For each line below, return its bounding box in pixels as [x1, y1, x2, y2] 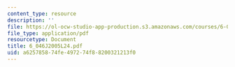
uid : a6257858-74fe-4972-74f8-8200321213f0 [7, 50, 136, 57]
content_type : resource [7, 10, 77, 17]
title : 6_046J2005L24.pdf [7, 43, 83, 50]
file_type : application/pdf [7, 29, 90, 37]
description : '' [7, 17, 55, 24]
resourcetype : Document [7, 36, 77, 43]
